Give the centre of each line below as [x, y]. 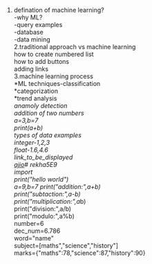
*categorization [36, 91]
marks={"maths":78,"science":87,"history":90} [79, 253]
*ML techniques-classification [57, 83]
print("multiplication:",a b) [50, 201]
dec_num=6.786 [37, 231]
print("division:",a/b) [42, 209]
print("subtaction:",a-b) [47, 194]
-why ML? [28, 17]
